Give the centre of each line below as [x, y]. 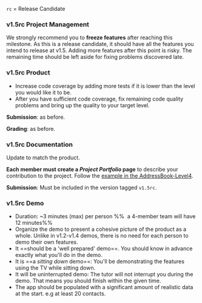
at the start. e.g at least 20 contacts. [60, 294]
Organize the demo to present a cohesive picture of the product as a [101, 229]
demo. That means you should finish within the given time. [88, 281]
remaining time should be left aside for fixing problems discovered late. [95, 57]
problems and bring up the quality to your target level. [82, 105]
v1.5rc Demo [25, 203]
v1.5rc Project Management [48, 24]
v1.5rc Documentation [39, 144]
